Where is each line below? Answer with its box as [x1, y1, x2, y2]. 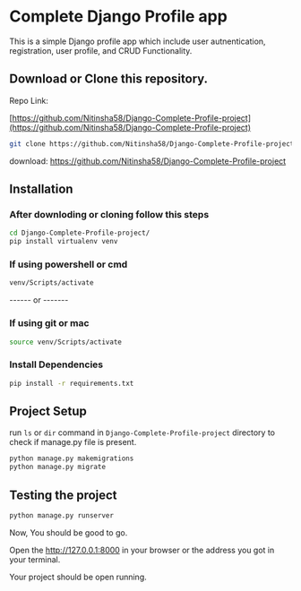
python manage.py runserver [9, 510, 115, 520]
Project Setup [9, 403, 88, 418]
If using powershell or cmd [9, 258, 128, 270]
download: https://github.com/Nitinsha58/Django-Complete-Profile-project [9, 155, 287, 167]
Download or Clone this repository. [9, 72, 209, 87]
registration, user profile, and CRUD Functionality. [9, 45, 193, 56]
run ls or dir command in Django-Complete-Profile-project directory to [9, 427, 276, 438]
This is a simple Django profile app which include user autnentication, [9, 36, 266, 47]
